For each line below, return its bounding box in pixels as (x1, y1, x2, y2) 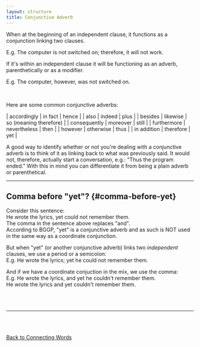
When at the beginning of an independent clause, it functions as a (6, 30, 168, 38)
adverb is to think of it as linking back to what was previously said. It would (6, 150, 190, 157)
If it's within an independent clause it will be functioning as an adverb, (6, 60, 178, 67)
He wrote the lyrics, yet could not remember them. (6, 213, 130, 221)
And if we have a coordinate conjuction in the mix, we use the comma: (6, 268, 179, 275)
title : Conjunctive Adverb (6, 14, 73, 20)
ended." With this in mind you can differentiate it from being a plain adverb (6, 162, 189, 169)
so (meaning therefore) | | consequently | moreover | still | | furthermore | (6, 119, 186, 126)
